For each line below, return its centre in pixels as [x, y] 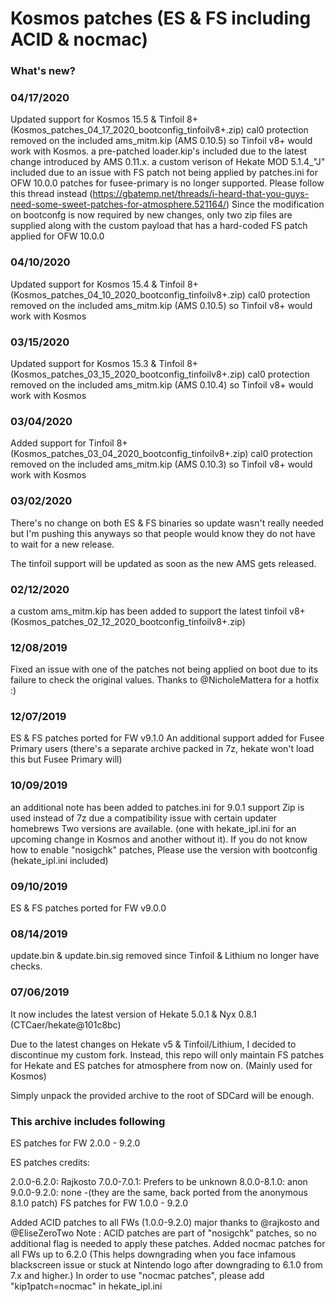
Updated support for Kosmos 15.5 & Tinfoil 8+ [104, 119]
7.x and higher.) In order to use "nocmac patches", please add [137, 1275]
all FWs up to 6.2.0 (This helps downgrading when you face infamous [153, 1254]
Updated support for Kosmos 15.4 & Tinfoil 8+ [104, 284]
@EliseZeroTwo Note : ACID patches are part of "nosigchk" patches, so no [163, 1233]
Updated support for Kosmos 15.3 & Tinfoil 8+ [104, 363]
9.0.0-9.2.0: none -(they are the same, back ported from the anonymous [159, 1192]
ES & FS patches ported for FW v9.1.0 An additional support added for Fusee [167, 738]
